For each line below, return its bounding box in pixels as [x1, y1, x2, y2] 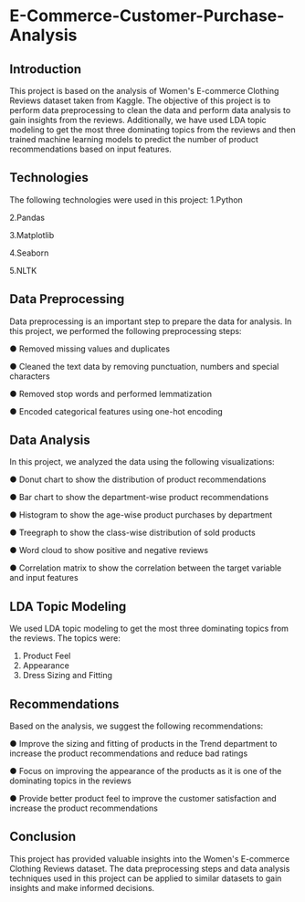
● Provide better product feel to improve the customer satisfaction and [9, 793, 277, 804]
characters [9, 371, 50, 382]
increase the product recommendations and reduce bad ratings [9, 748, 248, 759]
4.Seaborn [9, 247, 49, 258]
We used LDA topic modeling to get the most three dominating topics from [9, 623, 289, 635]
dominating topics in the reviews [9, 775, 132, 786]
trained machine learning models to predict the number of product [9, 134, 258, 144]
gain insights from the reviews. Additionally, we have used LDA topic [9, 115, 267, 125]
